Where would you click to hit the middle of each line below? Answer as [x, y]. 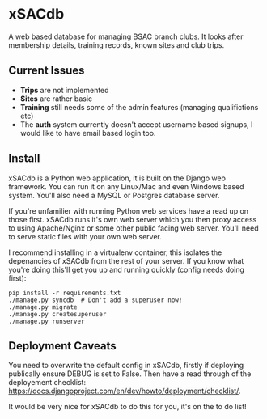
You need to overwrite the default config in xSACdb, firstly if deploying [126, 366]
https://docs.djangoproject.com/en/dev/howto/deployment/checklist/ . [125, 391]
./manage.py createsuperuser [57, 314]
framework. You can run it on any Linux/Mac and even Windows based [126, 186]
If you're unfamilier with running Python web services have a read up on [129, 210]
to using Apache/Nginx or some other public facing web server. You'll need [133, 228]
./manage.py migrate [43, 307]
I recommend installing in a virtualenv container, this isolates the [115, 252]
